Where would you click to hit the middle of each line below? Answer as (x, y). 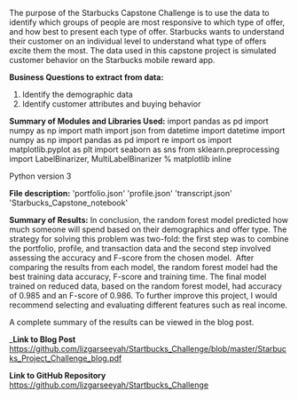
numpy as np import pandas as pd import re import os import (121, 140)
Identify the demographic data (77, 94)
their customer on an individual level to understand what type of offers (138, 41)
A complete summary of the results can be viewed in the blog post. (132, 322)
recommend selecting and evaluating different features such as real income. (149, 305)
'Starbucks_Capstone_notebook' (69, 203)
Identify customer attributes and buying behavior (111, 104)
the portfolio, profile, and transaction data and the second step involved (140, 248)
